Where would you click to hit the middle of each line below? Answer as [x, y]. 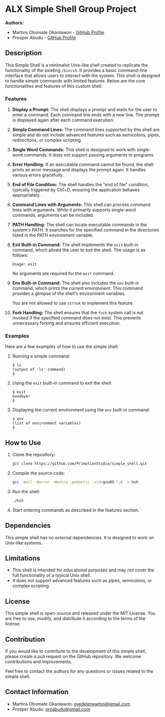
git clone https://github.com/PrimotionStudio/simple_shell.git [80, 464]
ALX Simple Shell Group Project [71, 9]
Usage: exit [24, 264]
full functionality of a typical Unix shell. [52, 575]
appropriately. [26, 195]
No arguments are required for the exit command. [63, 274]
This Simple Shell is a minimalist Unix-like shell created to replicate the [77, 65]
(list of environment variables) [47, 423]
